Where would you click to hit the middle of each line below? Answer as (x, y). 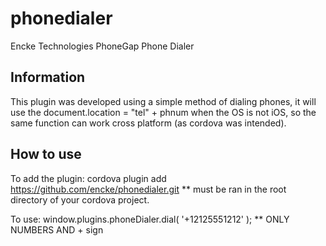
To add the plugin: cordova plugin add (88, 178)
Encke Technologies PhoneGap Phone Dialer (102, 46)
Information (48, 77)
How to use (46, 154)
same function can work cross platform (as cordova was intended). (148, 123)
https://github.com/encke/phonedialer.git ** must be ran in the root (148, 189)
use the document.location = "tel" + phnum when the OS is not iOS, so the (163, 112)
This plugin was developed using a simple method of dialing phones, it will (163, 101)
